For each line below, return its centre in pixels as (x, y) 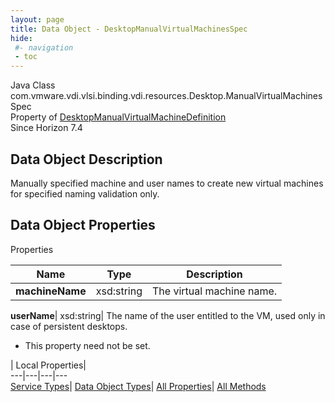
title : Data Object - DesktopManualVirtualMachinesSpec (129, 29)
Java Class (33, 85)
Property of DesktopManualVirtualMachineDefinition (118, 117)
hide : (21, 38)
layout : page (37, 19)
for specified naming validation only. (85, 193)
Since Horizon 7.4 (46, 128)
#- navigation (44, 47)
